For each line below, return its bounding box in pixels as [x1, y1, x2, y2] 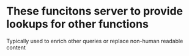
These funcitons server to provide [6, 4, 183, 18]
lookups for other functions [6, 17, 149, 31]
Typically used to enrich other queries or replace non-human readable [6, 37, 183, 44]
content [6, 44, 26, 51]
